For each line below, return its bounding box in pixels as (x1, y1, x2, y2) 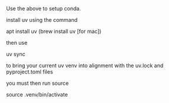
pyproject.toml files (6, 68, 53, 75)
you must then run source (6, 79, 69, 87)
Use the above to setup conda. (6, 5, 81, 12)
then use (6, 39, 28, 46)
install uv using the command (6, 16, 78, 23)
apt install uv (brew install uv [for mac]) (6, 28, 102, 35)
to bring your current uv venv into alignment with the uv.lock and (6, 62, 164, 69)
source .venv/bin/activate (6, 91, 68, 98)
